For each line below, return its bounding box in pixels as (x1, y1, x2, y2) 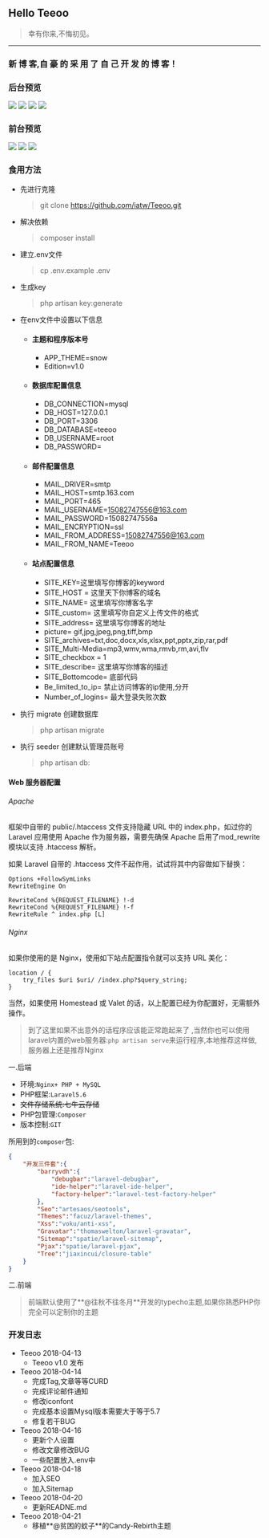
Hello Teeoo (8, 6, 70, 20)
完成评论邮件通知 (31, 1386, 89, 1396)
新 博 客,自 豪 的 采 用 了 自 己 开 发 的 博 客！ (8, 58, 178, 69)
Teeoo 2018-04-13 (19, 1348, 82, 1357)
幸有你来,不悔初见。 (27, 28, 94, 39)
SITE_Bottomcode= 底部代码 (43, 672, 139, 682)
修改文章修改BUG (31, 1445, 90, 1455)
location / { (8, 969, 52, 978)
